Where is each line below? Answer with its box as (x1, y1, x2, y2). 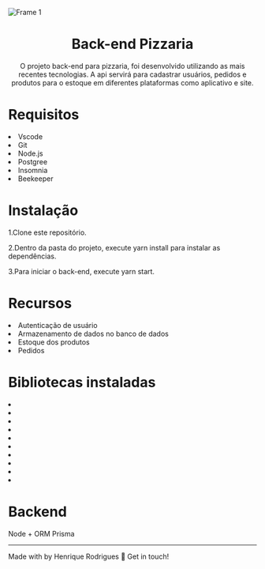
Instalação (8, 202, 79, 220)
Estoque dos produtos (18, 337, 90, 347)
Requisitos (8, 106, 80, 124)
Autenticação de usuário (18, 320, 98, 330)
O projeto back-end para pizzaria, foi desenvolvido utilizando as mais (20, 61, 245, 70)
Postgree (18, 156, 48, 166)
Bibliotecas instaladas (8, 373, 156, 391)
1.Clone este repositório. (8, 228, 87, 237)
